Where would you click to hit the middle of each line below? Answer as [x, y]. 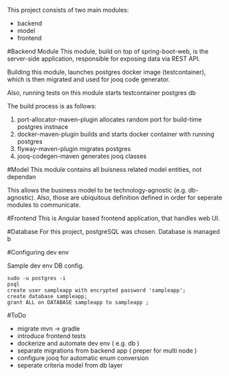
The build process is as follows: [52, 106]
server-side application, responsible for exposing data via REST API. [104, 59]
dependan [22, 177]
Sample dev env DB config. [46, 266]
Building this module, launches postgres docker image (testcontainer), [107, 72]
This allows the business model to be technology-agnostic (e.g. [97, 190]
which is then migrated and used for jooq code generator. [89, 79]
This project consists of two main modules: [68, 10]
